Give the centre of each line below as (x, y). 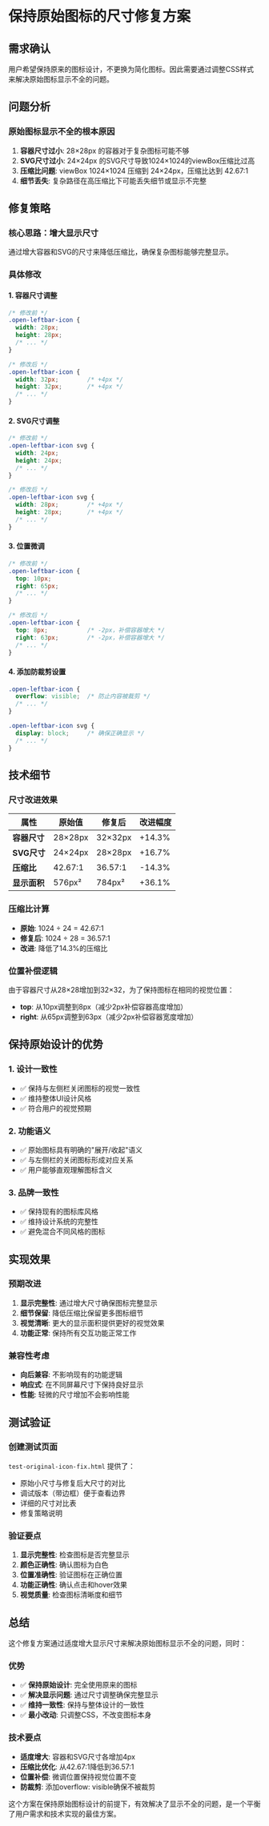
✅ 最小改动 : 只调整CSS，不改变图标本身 (86, 1715)
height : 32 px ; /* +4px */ (70, 387)
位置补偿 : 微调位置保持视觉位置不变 (78, 1776)
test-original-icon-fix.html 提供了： (72, 1466)
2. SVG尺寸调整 (34, 420)
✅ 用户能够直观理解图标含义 (66, 1170)
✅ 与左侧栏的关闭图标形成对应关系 (76, 1160)
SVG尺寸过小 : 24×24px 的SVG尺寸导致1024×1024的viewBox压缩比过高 (137, 160)
